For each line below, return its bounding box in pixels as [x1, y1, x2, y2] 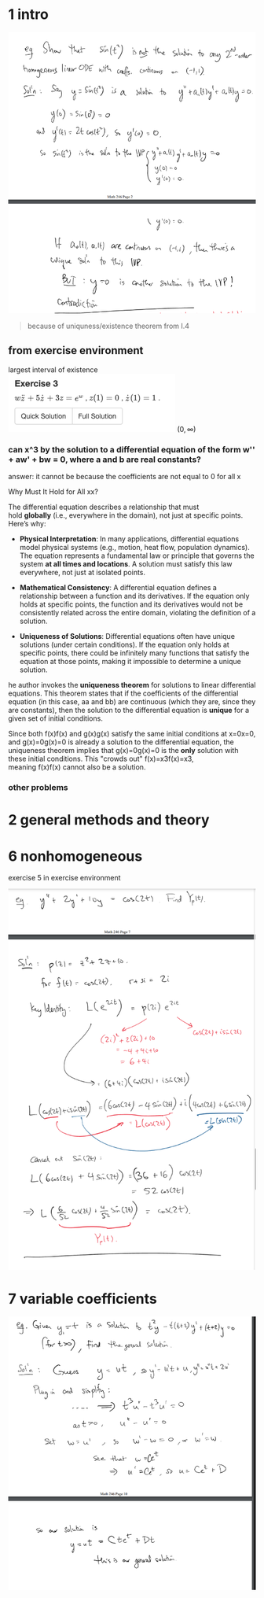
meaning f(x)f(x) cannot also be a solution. [8, 762, 146, 772]
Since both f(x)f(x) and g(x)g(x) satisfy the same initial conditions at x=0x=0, [8, 729, 256, 739]
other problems [8, 782, 68, 793]
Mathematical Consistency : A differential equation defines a [19, 583, 218, 592]
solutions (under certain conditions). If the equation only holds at [19, 640, 229, 650]
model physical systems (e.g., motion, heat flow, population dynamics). [19, 543, 250, 552]
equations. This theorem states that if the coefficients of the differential [8, 688, 239, 698]
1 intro [8, 6, 49, 24]
